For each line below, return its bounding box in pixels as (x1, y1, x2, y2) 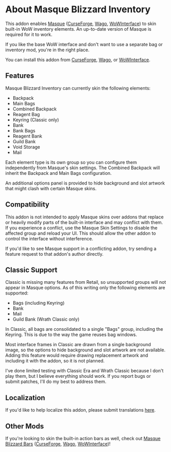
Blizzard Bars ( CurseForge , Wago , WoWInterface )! (5, 441, 111, 447)
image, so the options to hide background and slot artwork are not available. (5, 347, 166, 353)
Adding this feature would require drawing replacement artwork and (5, 352, 149, 358)
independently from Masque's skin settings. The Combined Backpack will (5, 165, 160, 171)
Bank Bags (12, 127, 36, 133)
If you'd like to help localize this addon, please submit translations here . (5, 407, 156, 413)
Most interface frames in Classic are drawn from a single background (5, 342, 152, 348)
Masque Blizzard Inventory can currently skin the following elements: (5, 85, 151, 91)
